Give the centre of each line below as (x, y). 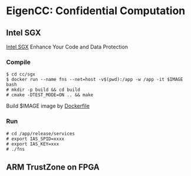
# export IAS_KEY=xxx (33, 144)
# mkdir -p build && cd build (43, 90)
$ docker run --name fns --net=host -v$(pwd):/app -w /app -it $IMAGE (95, 80)
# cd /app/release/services (41, 133)
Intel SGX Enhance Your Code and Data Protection (67, 47)
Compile (18, 62)
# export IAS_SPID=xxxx (35, 139)
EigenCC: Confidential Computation (96, 11)
